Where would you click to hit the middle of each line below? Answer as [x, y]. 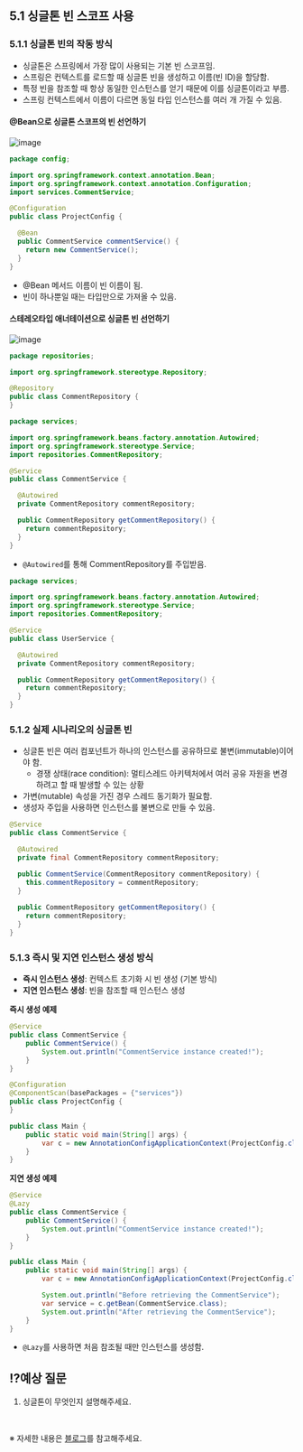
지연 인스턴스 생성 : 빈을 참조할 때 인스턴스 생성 [104, 991]
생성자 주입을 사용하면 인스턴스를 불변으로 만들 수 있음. [119, 807]
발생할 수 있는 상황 [111, 785]
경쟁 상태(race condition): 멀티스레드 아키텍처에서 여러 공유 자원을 [153, 774]
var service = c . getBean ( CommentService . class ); [135, 1303]
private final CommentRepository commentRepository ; [119, 858]
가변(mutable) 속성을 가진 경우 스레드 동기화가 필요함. [117, 796]
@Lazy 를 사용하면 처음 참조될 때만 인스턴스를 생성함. [113, 1347]
